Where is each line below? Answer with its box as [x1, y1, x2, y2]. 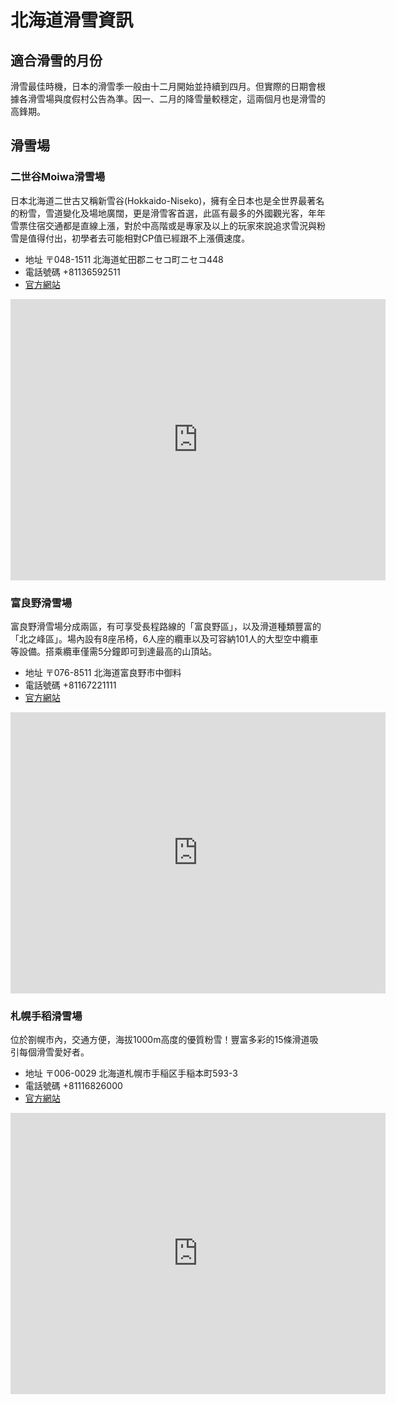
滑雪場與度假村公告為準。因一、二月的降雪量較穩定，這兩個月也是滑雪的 [27, 93, 326, 105]
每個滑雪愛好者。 [18, 1046, 90, 1058]
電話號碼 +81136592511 [24, 266, 121, 278]
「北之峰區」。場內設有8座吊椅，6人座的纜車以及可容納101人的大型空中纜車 [10, 632, 319, 645]
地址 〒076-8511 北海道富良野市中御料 [24, 666, 182, 678]
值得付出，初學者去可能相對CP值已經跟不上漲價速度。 [27, 232, 251, 244]
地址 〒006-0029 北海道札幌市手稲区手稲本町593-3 [24, 1067, 238, 1080]
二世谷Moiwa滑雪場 [10, 170, 106, 184]
